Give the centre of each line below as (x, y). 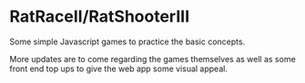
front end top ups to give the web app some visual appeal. (118, 69)
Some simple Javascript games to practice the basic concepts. (127, 41)
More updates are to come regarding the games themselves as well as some (152, 59)
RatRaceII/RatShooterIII (100, 17)
